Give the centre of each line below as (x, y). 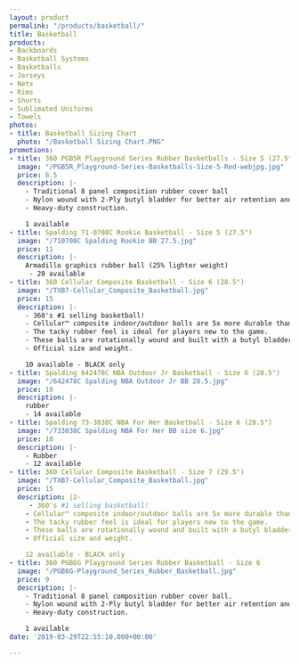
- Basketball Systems (49, 59)
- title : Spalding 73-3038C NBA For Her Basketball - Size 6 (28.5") (141, 422)
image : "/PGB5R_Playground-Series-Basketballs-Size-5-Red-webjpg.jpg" (151, 167)
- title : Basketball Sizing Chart (73, 134)
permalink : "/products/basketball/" (77, 26)
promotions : (31, 150)
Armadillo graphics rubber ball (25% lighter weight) (127, 266)
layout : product (39, 17)
